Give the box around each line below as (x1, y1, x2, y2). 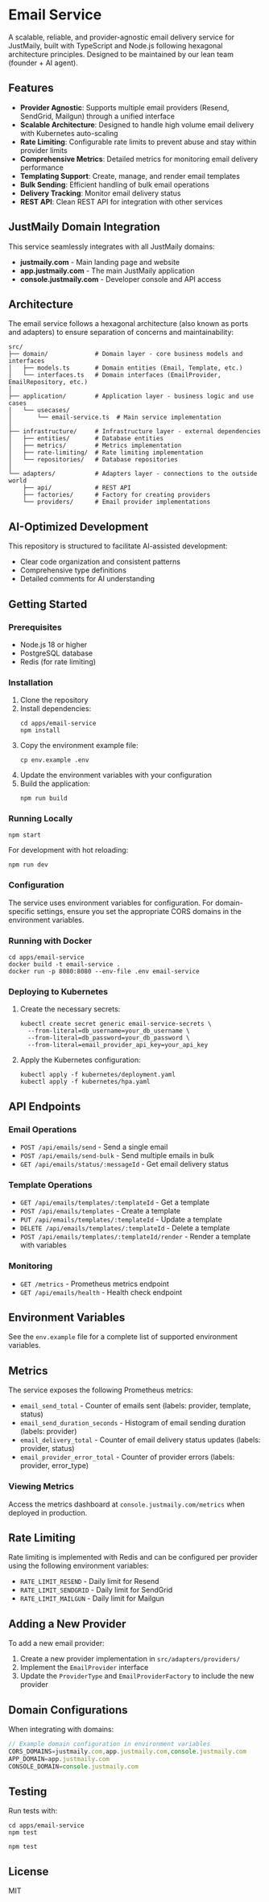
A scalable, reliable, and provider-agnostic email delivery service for (8, 32, 235, 42)
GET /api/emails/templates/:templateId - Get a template (19, 1197, 210, 1207)
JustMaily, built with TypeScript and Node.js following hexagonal (8, 40, 223, 50)
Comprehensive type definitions (19, 565, 127, 575)
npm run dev (8, 861, 48, 869)
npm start (8, 831, 42, 839)
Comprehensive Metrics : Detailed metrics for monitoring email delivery (19, 154, 259, 163)
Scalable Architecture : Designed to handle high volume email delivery (19, 119, 255, 130)
